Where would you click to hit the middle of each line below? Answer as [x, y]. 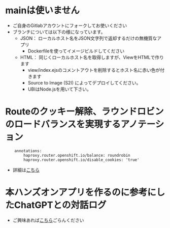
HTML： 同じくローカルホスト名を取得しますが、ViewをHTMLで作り [92, 57]
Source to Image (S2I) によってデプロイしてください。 [84, 82]
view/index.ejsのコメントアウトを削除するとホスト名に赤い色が [94, 70]
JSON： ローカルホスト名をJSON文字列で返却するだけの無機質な [89, 38]
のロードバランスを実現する [63, 124]
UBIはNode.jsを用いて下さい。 [59, 89]
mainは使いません [42, 10]
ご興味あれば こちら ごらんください [48, 220]
